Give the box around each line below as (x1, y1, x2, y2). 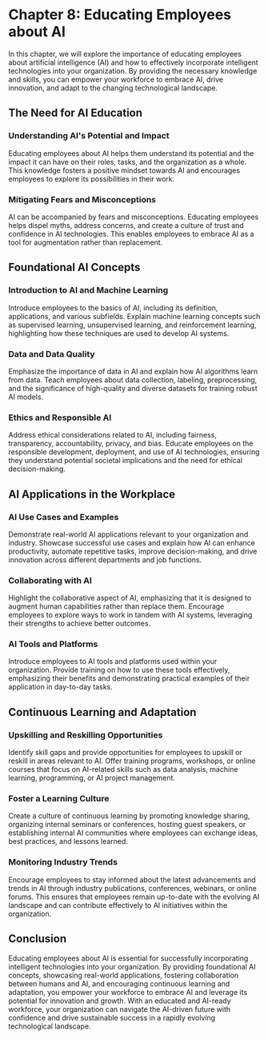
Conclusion (8, 932, 67, 945)
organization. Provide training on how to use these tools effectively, (8, 665, 230, 675)
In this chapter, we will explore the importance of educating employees (8, 49, 242, 58)
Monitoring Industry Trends (8, 857, 118, 868)
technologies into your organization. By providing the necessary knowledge (8, 66, 258, 75)
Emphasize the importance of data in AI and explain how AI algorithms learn (8, 366, 258, 376)
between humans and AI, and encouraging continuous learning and (8, 978, 230, 989)
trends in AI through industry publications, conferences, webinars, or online (8, 883, 258, 893)
